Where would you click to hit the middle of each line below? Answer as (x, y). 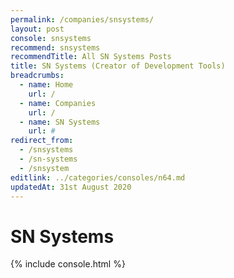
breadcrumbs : (37, 76)
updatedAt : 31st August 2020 (71, 187)
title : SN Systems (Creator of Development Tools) (118, 66)
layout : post (37, 29)
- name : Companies (58, 103)
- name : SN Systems (60, 122)
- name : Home (46, 85)
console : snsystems (51, 38)
